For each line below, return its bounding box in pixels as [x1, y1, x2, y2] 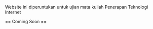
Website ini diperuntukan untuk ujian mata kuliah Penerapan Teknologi [5, 4, 148, 10]
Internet [5, 9, 21, 15]
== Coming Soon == [5, 19, 47, 24]
